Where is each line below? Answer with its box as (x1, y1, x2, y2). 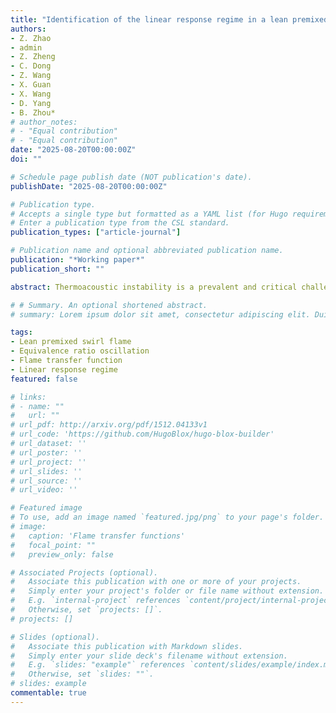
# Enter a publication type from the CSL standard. (10, 218, 230, 228)
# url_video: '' (10, 485, 78, 495)
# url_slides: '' (10, 466, 83, 476)
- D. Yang (10, 98, 52, 108)
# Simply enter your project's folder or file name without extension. (10, 586, 325, 596)
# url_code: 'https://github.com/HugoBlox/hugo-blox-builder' (10, 429, 275, 440)
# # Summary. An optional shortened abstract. (10, 300, 208, 310)
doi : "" (10, 154, 43, 164)
